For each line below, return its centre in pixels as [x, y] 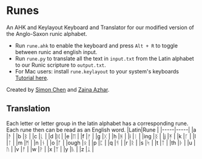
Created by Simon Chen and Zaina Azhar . [58, 89]
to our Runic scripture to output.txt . [60, 65]
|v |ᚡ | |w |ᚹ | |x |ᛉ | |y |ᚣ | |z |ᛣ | [54, 149]
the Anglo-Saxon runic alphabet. [47, 33]
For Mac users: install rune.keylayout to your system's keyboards [97, 71]
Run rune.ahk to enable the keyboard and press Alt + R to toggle [96, 46]
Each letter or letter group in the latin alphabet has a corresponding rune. [97, 123]
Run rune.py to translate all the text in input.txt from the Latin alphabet [104, 58]
